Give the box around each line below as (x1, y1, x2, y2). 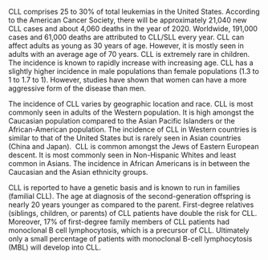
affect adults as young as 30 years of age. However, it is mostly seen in (8, 41, 245, 51)
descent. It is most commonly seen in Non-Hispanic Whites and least (8, 150, 237, 160)
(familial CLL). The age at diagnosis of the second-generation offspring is (8, 192, 251, 201)
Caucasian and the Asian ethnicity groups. (8, 168, 148, 177)
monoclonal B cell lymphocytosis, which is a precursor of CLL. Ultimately (8, 225, 250, 235)
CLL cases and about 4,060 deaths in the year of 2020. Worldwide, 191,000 (8, 24, 258, 33)
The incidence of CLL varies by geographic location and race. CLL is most (8, 100, 254, 108)
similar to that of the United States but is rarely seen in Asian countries (8, 133, 242, 143)
